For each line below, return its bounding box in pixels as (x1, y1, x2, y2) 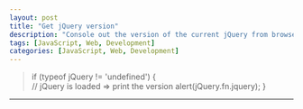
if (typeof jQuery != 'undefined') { (31, 71, 156, 82)
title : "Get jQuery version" (9, 22, 119, 31)
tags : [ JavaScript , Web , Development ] (9, 38, 155, 48)
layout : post (9, 13, 59, 23)
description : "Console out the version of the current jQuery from (9, 30, 269, 39)
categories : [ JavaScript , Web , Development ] (9, 47, 179, 56)
